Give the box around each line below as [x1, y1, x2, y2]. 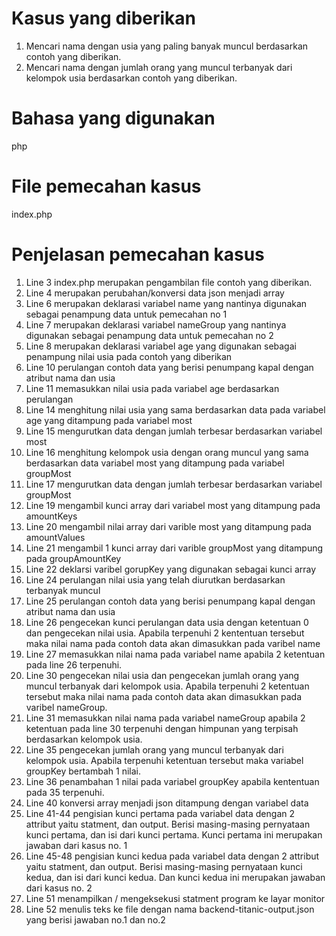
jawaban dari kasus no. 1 [25, 839, 128, 851]
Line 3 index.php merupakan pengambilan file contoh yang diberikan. [25, 276, 313, 288]
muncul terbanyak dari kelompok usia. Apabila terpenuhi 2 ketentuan [25, 680, 310, 692]
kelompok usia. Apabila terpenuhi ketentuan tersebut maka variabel [25, 754, 304, 766]
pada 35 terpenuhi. [25, 786, 105, 798]
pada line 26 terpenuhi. [25, 658, 123, 671]
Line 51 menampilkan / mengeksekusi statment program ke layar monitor [25, 892, 326, 904]
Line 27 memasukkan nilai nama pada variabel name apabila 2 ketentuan [25, 648, 326, 660]
